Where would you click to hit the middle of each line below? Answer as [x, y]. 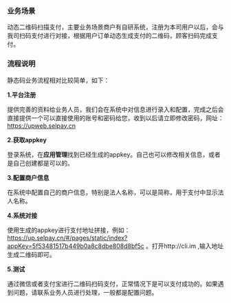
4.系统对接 [22, 215]
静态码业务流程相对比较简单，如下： [58, 80]
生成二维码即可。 [31, 254]
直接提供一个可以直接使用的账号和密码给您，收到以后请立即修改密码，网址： [115, 117]
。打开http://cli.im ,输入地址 [185, 246]
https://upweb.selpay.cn [41, 126]
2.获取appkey [27, 139]
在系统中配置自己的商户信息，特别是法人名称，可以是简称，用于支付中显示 [112, 192]
